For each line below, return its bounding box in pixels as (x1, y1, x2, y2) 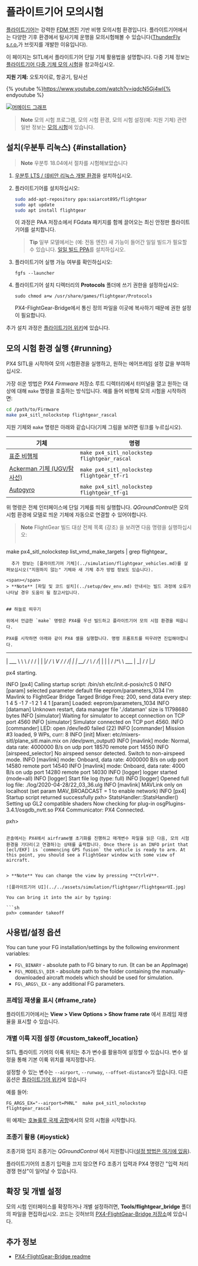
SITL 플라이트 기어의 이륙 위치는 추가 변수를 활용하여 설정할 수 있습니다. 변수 (6, 1048, 182, 1056)
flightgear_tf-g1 (80, 489, 128, 496)
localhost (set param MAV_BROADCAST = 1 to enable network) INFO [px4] (6, 787, 187, 794)
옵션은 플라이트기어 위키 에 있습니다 (6, 1076, 87, 1083)
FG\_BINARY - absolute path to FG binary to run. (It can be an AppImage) (14, 961, 189, 968)
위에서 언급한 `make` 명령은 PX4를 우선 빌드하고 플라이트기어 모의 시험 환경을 (6, 618, 174, 624)
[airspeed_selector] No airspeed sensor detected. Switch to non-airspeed (6, 749, 185, 757)
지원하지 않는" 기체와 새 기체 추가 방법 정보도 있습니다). (31, 567, 154, 573)
